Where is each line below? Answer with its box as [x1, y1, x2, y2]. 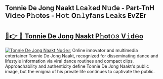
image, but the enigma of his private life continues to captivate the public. [5, 69, 155, 74]
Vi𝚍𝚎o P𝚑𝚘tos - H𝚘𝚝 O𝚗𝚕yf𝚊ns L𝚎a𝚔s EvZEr [5, 12, 147, 20]
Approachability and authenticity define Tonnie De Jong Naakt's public [5, 63, 149, 69]
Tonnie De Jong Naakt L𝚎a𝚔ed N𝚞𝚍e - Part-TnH [5, 4, 155, 12]
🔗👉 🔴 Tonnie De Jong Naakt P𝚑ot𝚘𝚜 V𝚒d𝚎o [5, 32, 144, 40]
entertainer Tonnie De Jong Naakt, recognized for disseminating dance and [5, 53, 159, 58]
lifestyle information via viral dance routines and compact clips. [5, 58, 134, 64]
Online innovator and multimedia [72, 48, 138, 53]
